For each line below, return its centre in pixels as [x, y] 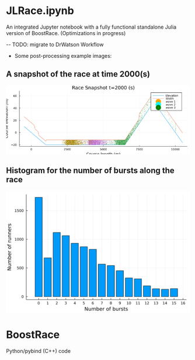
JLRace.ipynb [40, 11]
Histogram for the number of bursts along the [90, 171]
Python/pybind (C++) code [39, 351]
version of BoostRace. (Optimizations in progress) [66, 33]
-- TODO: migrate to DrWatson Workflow [55, 44]
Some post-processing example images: [63, 56]
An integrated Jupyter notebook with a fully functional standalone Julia [91, 27]
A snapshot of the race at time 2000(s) [78, 74]
